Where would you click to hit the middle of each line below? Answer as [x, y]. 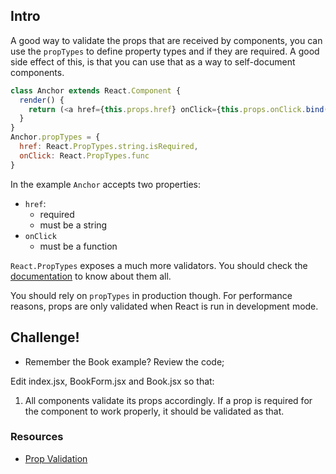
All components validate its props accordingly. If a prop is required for [168, 400]
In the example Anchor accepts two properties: [105, 184]
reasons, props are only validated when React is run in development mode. [164, 306]
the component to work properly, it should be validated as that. [154, 411]
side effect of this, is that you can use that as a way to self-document [153, 61]
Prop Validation [56, 458]
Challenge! [45, 337]
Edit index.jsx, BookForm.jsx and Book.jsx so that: [112, 381]
